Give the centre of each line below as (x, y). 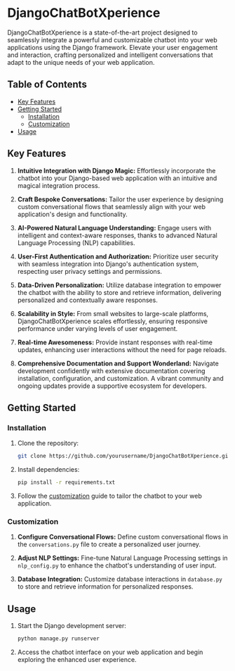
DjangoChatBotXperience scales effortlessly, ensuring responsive (113, 321)
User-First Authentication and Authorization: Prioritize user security (118, 256)
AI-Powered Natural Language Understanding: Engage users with (114, 227)
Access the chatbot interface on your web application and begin (110, 652)
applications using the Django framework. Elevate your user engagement (113, 47)
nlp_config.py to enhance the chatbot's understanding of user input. (117, 565)
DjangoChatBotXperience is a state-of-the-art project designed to (102, 32)
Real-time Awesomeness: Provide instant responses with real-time (115, 342)
